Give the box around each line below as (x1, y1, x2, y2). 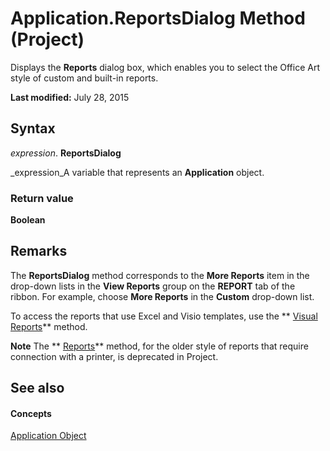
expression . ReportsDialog (10, 147, 122, 159)
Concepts (10, 407, 52, 419)
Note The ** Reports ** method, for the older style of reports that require (10, 340, 309, 352)
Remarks (10, 243, 68, 260)
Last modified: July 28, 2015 (10, 91, 130, 103)
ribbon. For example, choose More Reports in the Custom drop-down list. (10, 290, 315, 302)
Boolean (10, 214, 46, 226)
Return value (10, 191, 74, 205)
